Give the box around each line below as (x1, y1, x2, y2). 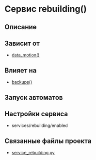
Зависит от (4, 39, 40, 47)
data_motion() (11, 52, 40, 58)
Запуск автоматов (4, 93, 63, 102)
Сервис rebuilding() (4, 3, 87, 15)
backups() (11, 79, 32, 85)
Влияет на (4, 66, 37, 74)
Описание (4, 23, 37, 31)
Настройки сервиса (4, 109, 68, 118)
